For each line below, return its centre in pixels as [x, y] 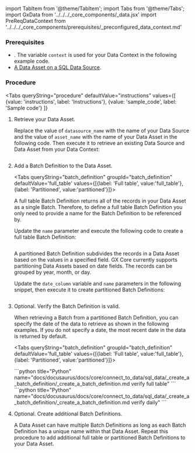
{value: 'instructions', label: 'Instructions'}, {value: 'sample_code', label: [91, 101]
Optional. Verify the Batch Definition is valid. [67, 306]
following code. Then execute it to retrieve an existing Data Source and [99, 143]
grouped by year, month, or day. [53, 272]
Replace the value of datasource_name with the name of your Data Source [102, 131]
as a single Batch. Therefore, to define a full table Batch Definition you [98, 207]
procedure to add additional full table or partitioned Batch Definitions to [100, 437]
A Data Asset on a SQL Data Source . [58, 67]
